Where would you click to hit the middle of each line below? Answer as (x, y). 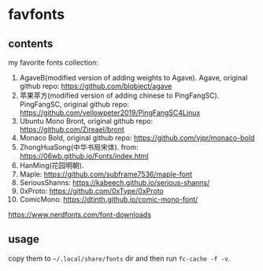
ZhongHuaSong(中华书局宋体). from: (79, 147)
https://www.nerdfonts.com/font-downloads (80, 215)
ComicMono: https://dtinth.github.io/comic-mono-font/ (109, 199)
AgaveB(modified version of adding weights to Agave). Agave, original (133, 78)
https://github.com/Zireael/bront (72, 129)
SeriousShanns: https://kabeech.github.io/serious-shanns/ (115, 182)
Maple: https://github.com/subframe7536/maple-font (106, 174)
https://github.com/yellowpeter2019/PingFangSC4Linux (110, 113)
